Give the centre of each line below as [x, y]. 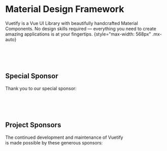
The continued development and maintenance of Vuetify [64, 137]
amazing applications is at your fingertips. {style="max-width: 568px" [78, 34]
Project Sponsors [33, 125]
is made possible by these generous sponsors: [54, 142]
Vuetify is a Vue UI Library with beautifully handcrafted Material [72, 23]
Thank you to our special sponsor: [41, 88]
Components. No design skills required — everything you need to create [81, 28]
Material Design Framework [65, 9]
